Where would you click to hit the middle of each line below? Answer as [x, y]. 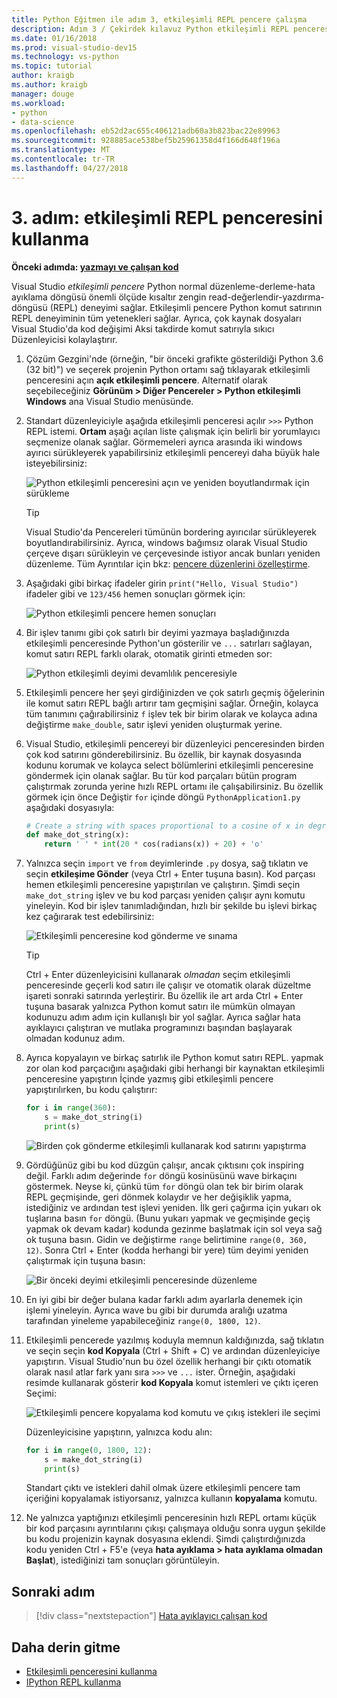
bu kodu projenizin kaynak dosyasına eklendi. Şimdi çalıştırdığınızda [165, 1539]
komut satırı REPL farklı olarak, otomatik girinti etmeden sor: [149, 653]
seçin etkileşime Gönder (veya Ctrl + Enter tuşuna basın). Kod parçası [170, 874]
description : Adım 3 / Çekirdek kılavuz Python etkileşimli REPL [150, 29]
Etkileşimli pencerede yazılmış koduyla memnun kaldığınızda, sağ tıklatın [174, 1340]
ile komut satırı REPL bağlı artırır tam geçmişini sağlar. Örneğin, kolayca [172, 703]
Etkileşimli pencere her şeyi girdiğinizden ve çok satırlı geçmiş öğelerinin [175, 692]
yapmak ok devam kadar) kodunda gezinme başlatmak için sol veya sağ [174, 1228]
